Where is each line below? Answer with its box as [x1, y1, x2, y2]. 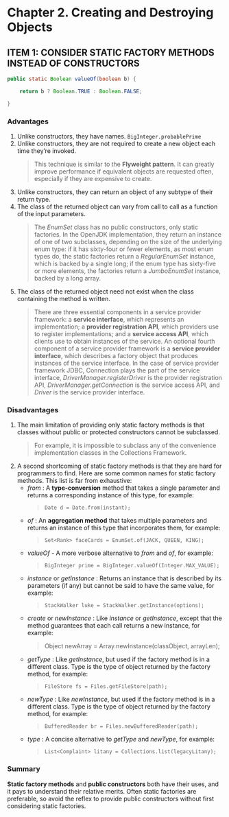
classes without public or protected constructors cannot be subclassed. [16, 428, 221, 436]
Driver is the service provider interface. [34, 388, 145, 396]
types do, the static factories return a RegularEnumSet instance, [34, 252, 216, 260]
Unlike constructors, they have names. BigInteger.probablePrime [16, 132, 202, 140]
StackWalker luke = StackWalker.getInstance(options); [44, 602, 204, 609]
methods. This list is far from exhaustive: [16, 477, 132, 485]
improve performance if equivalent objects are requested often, [34, 167, 214, 176]
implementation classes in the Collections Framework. [34, 449, 187, 457]
